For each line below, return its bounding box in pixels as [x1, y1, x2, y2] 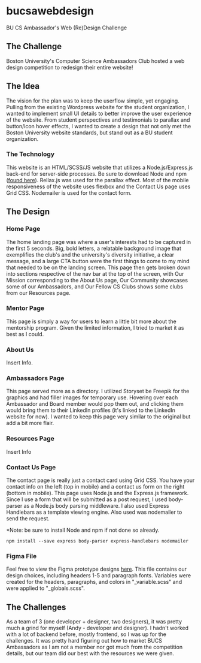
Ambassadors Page [6, 374, 65, 382]
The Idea [6, 81, 40, 91]
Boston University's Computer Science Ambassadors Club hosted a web [6, 57, 185, 64]
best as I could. [6, 330, 44, 337]
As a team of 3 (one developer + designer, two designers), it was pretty [6, 618, 182, 625]
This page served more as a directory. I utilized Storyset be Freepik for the [6, 388, 190, 395]
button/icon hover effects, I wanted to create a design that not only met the [6, 122, 191, 129]
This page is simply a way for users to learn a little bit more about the [6, 318, 176, 325]
